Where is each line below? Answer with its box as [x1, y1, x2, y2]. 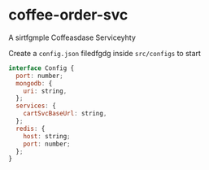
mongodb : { [15, 79, 53, 87]
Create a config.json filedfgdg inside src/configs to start [8, 48, 202, 58]
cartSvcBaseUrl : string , [23, 110, 107, 118]
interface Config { [8, 63, 75, 72]
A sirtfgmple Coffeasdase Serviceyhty [8, 33, 137, 42]
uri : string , [23, 87, 67, 95]
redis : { [15, 124, 46, 133]
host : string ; [23, 132, 71, 140]
